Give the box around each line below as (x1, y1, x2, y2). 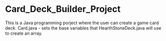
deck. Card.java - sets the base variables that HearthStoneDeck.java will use (5, 25, 162, 31)
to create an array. (5, 30, 43, 36)
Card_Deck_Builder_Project (5, 3, 121, 15)
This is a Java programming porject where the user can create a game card (5, 20, 159, 26)
